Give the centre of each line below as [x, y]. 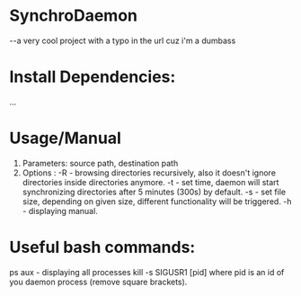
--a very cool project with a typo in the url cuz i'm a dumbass [123, 40]
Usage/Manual [65, 138]
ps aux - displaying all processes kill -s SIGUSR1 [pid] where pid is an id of [147, 272]
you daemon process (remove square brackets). [98, 282]
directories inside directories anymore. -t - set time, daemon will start [150, 182]
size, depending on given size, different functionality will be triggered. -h [157, 201]
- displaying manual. [60, 211]
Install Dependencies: [93, 77]
